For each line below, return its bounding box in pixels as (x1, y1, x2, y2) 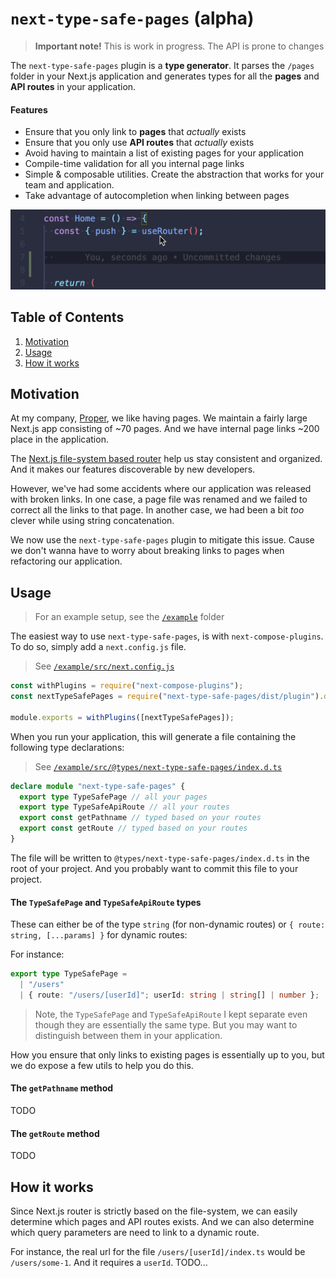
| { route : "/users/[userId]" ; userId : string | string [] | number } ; (19, 990, 320, 1000)
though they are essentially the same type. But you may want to (34, 1018, 298, 1031)
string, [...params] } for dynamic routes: (10, 929, 188, 941)
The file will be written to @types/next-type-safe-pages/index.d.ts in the (10, 852, 310, 864)
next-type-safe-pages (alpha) (10, 7, 255, 30)
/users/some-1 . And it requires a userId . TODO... (10, 1257, 208, 1269)
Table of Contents (10, 309, 125, 326)
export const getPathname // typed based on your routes (19, 813, 262, 823)
